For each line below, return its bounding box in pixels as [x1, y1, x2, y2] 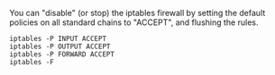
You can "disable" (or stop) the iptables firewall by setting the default [9, 8, 266, 18]
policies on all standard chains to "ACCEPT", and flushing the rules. [9, 17, 259, 28]
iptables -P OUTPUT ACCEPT [9, 42, 111, 51]
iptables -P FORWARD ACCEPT [9, 50, 115, 59]
